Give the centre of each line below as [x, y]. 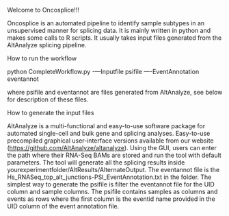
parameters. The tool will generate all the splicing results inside [96, 163]
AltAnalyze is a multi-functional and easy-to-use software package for [106, 126]
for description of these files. [48, 99]
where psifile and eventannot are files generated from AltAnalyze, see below [115, 92]
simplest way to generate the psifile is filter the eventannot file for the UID [111, 184]
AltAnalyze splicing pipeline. [47, 45]
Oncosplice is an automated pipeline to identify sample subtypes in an [106, 23]
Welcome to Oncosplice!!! [43, 10]
